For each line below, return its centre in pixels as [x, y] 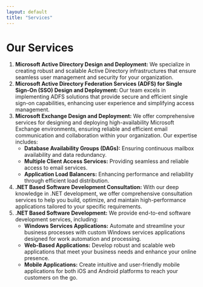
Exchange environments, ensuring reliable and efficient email [91, 129]
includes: [26, 142]
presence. [37, 258]
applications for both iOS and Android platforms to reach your [101, 271]
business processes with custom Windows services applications [105, 232]
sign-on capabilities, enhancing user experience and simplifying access [105, 103]
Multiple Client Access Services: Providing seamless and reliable [106, 161]
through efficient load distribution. [67, 181]
